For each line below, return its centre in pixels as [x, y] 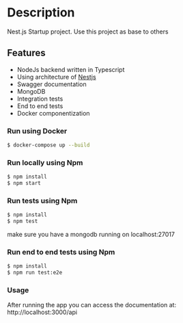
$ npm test [23, 221]
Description [41, 13]
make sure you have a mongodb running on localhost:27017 [91, 235]
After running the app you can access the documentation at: [91, 305]
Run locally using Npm [45, 162]
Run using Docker [37, 131]
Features [26, 53]
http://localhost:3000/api [42, 312]
